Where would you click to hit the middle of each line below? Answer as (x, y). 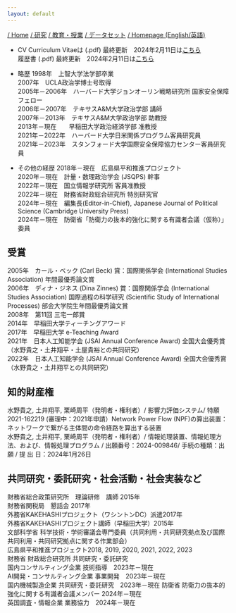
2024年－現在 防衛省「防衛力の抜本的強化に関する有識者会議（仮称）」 (122, 219)
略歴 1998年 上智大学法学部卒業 (66, 73)
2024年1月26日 (69, 454)
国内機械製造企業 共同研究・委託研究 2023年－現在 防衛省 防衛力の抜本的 (116, 585)
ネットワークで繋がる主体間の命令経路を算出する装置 (85, 428)
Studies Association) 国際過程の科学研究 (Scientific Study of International (113, 297)
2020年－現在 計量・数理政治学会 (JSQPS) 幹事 (89, 176)
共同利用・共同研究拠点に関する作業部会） (69, 541)
